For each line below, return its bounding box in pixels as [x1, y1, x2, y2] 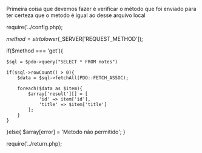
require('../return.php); [6, 140, 62, 147]
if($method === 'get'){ [6, 47, 64, 54]
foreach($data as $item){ [17, 85, 83, 91]
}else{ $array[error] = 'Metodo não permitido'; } [6, 128, 126, 135]
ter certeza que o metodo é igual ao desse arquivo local [6, 12, 146, 19]
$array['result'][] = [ [28, 91, 88, 97]
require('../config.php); [6, 24, 63, 30]
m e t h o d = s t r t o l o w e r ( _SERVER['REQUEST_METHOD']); [6, 35, 144, 42]
